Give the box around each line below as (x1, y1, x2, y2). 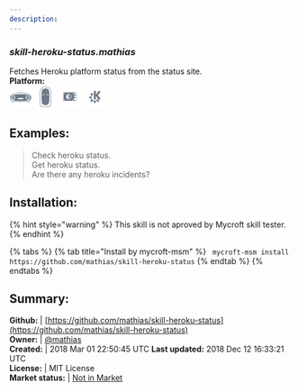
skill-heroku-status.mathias (9, 45, 137, 58)
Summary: (9, 291, 69, 306)
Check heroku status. (31, 150, 112, 160)
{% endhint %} (9, 228, 65, 239)
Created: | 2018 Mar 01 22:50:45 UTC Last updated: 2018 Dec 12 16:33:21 (9, 343, 284, 355)
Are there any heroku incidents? (31, 169, 150, 179)
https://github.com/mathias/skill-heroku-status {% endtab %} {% (9, 255, 264, 266)
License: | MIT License (9, 363, 95, 374)
